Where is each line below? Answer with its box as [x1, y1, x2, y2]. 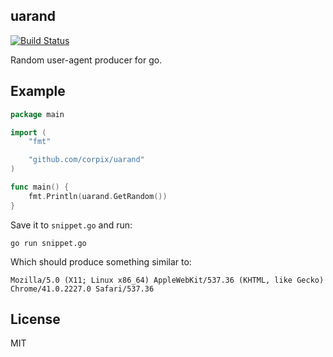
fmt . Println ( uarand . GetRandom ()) [28, 191, 168, 201]
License [10, 311, 61, 328]
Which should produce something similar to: [10, 255, 192, 268]
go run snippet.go [10, 238, 87, 248]
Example [10, 83, 66, 100]
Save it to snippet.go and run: [10, 219, 133, 231]
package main [10, 109, 65, 119]
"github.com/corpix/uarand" [28, 155, 145, 165]
